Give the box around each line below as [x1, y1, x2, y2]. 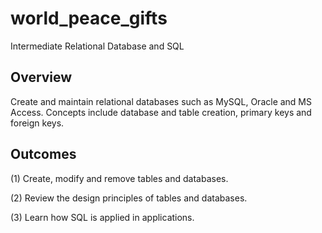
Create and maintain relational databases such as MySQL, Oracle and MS [10, 95, 313, 107]
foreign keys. [10, 117, 65, 129]
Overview [10, 69, 73, 86]
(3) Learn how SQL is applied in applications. [10, 211, 195, 223]
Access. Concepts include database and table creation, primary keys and [10, 106, 312, 118]
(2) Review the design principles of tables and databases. [10, 192, 248, 204]
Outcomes [10, 146, 77, 163]
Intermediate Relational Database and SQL [10, 40, 185, 52]
